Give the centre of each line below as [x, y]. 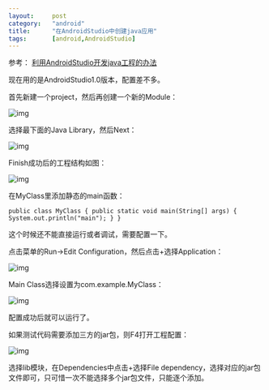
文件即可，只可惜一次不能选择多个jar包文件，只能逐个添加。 [109, 378]
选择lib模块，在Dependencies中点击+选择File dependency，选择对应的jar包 [134, 368]
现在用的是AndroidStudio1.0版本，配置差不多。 [86, 80]
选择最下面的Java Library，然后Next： [73, 130]
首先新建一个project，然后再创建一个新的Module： [93, 97]
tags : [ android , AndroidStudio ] [72, 39]
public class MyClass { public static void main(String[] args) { [123, 212]
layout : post [38, 16]
